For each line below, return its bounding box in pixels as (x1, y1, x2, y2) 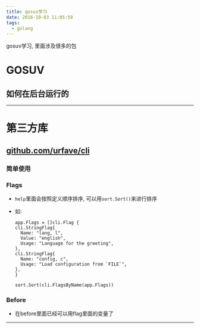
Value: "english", (20, 236, 66, 242)
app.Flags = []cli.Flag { (14, 220, 79, 226)
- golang (11, 25, 33, 32)
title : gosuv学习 (6, 8, 48, 15)
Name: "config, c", (20, 256, 68, 262)
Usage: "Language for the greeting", (20, 240, 114, 247)
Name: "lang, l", (20, 230, 64, 236)
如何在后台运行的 (6, 89, 69, 99)
